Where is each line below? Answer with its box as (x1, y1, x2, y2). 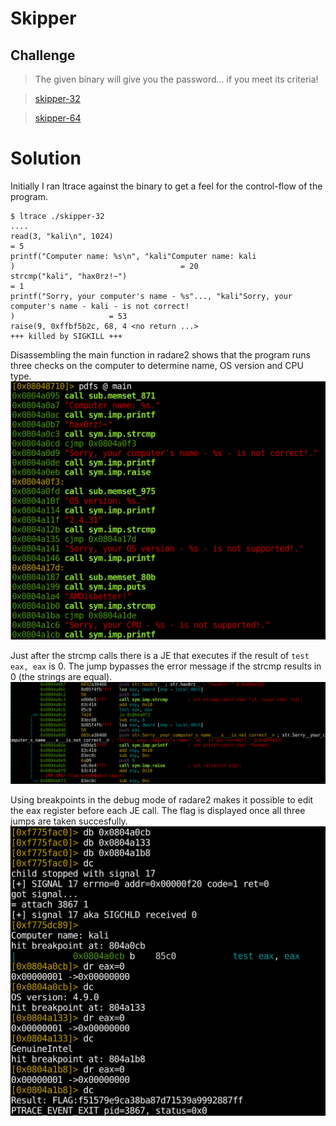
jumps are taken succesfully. (10, 815, 128, 827)
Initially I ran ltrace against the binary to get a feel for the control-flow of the (10, 180, 323, 192)
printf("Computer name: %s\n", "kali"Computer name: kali (10, 251, 257, 261)
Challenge (10, 47, 76, 64)
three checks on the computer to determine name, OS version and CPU (10, 359, 304, 371)
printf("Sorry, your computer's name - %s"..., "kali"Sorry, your (10, 291, 293, 301)
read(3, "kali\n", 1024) (10, 231, 114, 241)
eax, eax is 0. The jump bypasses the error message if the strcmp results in (10, 660, 322, 672)
